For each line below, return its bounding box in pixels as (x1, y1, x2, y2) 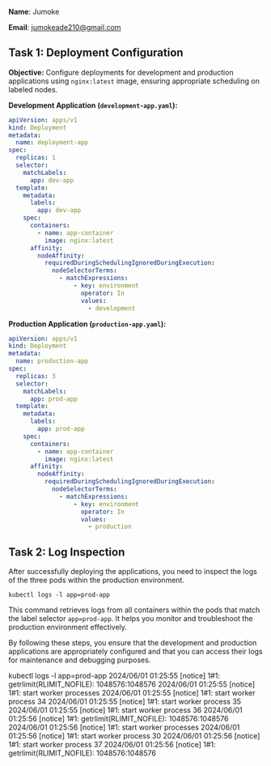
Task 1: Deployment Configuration (8, 46, 184, 60)
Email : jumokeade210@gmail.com (8, 23, 121, 32)
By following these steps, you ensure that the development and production (8, 638, 257, 648)
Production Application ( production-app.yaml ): (8, 319, 167, 329)
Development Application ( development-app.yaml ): (8, 100, 178, 110)
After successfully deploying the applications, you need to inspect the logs (8, 567, 257, 577)
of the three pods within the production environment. (8, 575, 184, 585)
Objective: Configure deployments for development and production (8, 67, 234, 77)
